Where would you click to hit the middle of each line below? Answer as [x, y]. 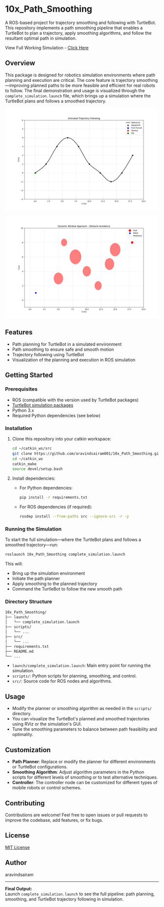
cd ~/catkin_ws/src [32, 448]
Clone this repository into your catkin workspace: [61, 439]
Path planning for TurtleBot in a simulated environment [67, 344]
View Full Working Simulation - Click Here [47, 48]
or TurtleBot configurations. [40, 767]
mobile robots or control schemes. [47, 788]
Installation [19, 428]
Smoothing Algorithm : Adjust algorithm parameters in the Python [78, 772]
